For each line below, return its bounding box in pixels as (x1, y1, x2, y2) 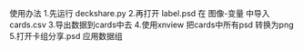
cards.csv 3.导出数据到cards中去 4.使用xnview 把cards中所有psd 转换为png (9, 19, 294, 30)
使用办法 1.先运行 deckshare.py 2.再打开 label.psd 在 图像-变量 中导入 (9, 8, 270, 18)
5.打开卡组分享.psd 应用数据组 (9, 31, 123, 41)
